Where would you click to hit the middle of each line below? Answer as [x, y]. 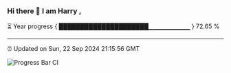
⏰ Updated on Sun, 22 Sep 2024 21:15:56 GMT [74, 49]
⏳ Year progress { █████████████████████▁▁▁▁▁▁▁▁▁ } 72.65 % [113, 26]
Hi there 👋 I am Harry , [44, 11]
